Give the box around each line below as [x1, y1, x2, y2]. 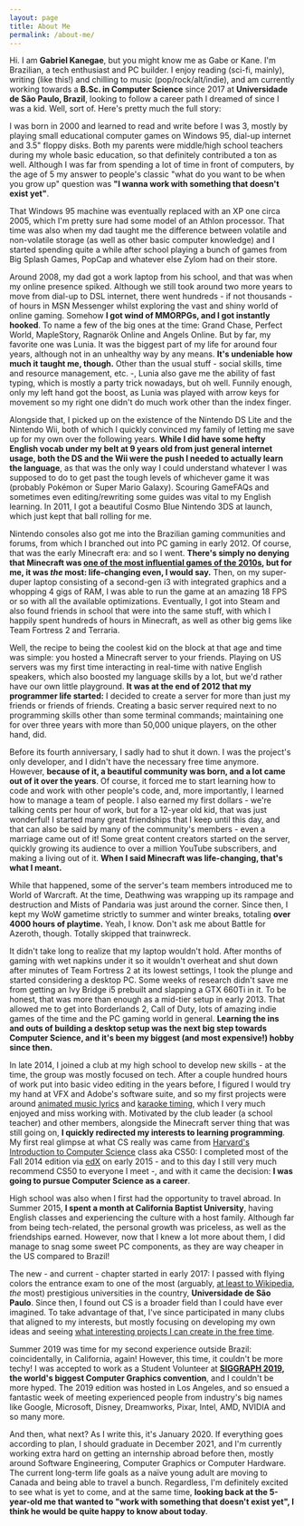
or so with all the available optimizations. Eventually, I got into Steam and [9, 596, 280, 607]
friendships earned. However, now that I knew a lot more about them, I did [9, 1231, 286, 1243]
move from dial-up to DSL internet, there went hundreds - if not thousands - [9, 291, 293, 302]
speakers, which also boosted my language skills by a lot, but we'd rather [9, 671, 283, 682]
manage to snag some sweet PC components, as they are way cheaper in [9, 1241, 284, 1252]
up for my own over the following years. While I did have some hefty [9, 434, 266, 445]
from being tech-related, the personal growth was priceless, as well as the [9, 1222, 287, 1233]
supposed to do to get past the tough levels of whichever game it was [9, 473, 270, 484]
